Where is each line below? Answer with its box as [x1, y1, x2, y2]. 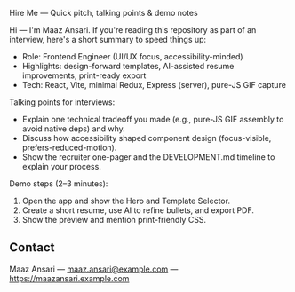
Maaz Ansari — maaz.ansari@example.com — [9, 264, 179, 274]
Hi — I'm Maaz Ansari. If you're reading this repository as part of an [9, 25, 257, 35]
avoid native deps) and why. [21, 123, 126, 134]
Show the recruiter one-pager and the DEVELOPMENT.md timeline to [21, 152, 275, 162]
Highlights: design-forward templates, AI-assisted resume [21, 61, 235, 71]
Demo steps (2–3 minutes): [9, 178, 108, 189]
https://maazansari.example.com [9, 272, 130, 283]
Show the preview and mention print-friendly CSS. [21, 215, 207, 225]
